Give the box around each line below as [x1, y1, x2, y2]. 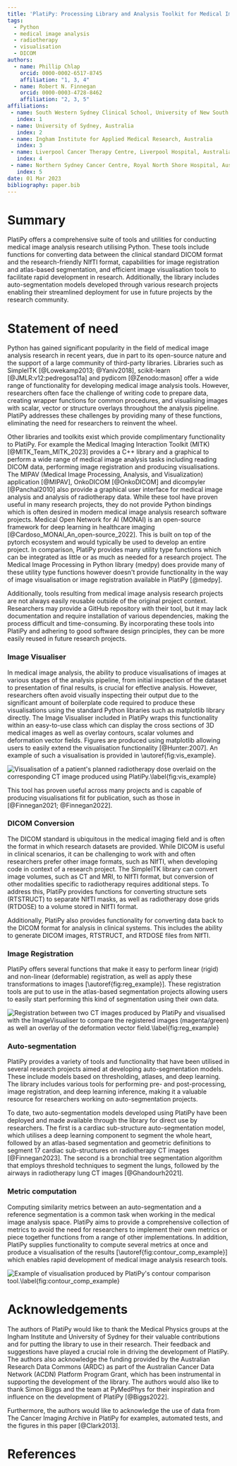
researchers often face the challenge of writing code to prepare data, [7, 389, 209, 397]
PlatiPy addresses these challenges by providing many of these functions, [7, 411, 222, 420]
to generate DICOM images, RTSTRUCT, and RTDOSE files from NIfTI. [7, 931, 211, 939]
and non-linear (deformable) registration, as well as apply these [7, 973, 193, 981]
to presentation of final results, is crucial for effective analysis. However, [7, 683, 217, 692]
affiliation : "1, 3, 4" [20, 76, 90, 84]
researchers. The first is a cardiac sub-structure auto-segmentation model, [7, 1123, 226, 1133]
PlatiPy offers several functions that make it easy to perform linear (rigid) [7, 965, 219, 973]
